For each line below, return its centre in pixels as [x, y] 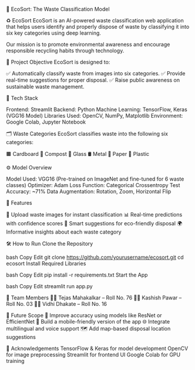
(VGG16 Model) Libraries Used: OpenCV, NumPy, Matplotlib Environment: [95, 116]
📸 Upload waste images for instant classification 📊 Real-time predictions [94, 214]
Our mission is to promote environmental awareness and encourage [88, 44]
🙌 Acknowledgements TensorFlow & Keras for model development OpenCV [97, 348]
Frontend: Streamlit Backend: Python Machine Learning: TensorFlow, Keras [97, 109]
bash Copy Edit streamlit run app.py [49, 286]
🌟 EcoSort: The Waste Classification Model [58, 9]
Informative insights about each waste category [64, 232]
